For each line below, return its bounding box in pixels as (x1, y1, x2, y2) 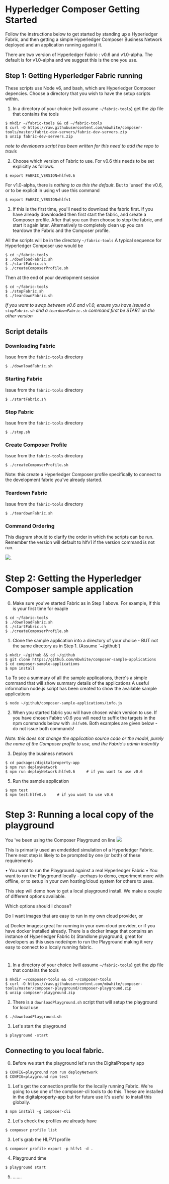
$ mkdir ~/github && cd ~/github (5, 652, 75, 657)
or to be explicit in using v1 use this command (5, 187, 100, 193)
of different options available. (5, 893, 66, 899)
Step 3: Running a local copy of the (5, 809, 154, 821)
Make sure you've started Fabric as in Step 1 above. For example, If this (12, 600, 160, 606)
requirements (5, 858, 33, 864)
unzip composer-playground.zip (10, 990, 75, 995)
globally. (12, 1099, 30, 1105)
